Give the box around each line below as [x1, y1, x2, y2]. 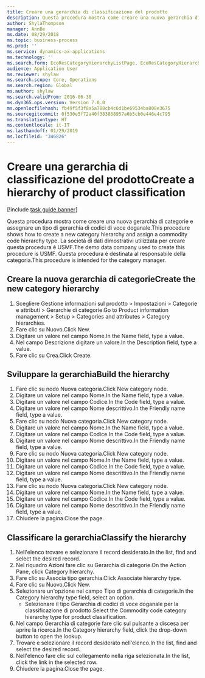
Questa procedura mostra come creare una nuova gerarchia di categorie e [7, 217, 193, 225]
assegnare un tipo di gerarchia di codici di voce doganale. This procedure [7, 224, 190, 231]
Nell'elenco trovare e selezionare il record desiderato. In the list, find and [15, 549, 196, 556]
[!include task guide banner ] [7, 205, 78, 213]
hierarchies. [15, 319, 46, 327]
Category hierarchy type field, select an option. [15, 594, 134, 601]
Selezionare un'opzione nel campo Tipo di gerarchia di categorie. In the [15, 587, 194, 595]
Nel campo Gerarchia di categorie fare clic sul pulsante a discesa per [15, 620, 189, 627]
